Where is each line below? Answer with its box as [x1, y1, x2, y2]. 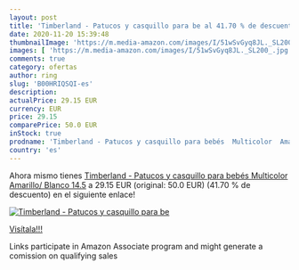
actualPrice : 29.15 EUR [9, 95, 98, 105]
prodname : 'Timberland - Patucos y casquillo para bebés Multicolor [9, 137, 273, 146]
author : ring [9, 71, 58, 80]
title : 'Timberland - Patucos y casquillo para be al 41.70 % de [9, 21, 256, 30]
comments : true [9, 54, 66, 63]
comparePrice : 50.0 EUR [9, 121, 98, 130]
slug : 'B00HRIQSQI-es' [9, 79, 93, 88]
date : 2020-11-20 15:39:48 [9, 29, 109, 38]
